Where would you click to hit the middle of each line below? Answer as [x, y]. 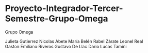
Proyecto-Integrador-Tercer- [64, 8]
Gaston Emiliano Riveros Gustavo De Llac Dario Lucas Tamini [66, 46]
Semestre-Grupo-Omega [57, 19]
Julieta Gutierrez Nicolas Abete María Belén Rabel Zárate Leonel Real [74, 41]
